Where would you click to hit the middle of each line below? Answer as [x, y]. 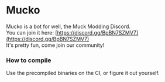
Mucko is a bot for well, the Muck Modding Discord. [68, 26]
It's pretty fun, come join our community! [55, 45]
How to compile [29, 60]
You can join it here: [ [32, 32]
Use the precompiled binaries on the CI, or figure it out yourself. [83, 73]
